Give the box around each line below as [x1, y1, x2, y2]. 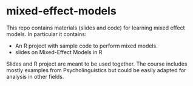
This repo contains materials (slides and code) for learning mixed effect [6, 24, 185, 31]
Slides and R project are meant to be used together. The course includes [6, 60, 188, 67]
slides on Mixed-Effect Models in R [15, 48, 103, 55]
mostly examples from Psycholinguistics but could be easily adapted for [6, 66, 186, 73]
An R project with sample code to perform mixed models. [15, 42, 158, 49]
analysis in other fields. [6, 73, 64, 80]
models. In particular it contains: [6, 30, 87, 37]
